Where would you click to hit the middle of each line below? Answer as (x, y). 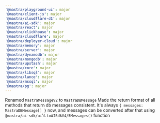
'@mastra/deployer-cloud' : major (39, 41)
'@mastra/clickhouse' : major (34, 32)
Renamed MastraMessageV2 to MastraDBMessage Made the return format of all (80, 100)
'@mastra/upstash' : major (31, 63)
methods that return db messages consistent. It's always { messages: (74, 105)
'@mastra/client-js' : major (33, 14)
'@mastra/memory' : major (30, 46)
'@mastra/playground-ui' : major (38, 9)
